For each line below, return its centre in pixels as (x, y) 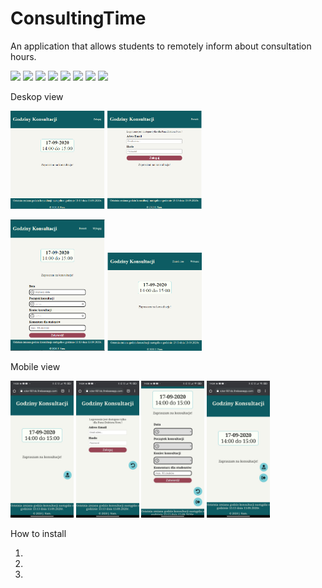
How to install (38, 534)
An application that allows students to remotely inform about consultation (161, 46)
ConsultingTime (78, 18)
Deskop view (37, 96)
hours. (23, 56)
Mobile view (35, 367)
